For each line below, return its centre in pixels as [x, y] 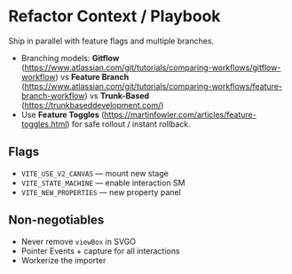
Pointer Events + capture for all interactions [100, 251]
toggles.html [44, 124]
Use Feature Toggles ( [63, 114]
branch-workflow [53, 96]
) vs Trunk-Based [117, 96]
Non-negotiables [56, 220]
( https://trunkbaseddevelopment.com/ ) [92, 105]
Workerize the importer [63, 260]
